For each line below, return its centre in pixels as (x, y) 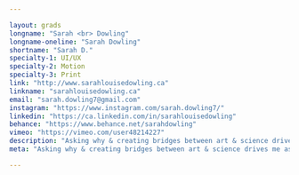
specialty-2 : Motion (48, 67)
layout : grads (36, 25)
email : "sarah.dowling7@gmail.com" (75, 99)
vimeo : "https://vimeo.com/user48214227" (87, 133)
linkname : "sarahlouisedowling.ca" (75, 91)
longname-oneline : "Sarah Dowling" (75, 42)
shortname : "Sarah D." (51, 50)
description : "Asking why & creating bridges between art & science (139, 141)
